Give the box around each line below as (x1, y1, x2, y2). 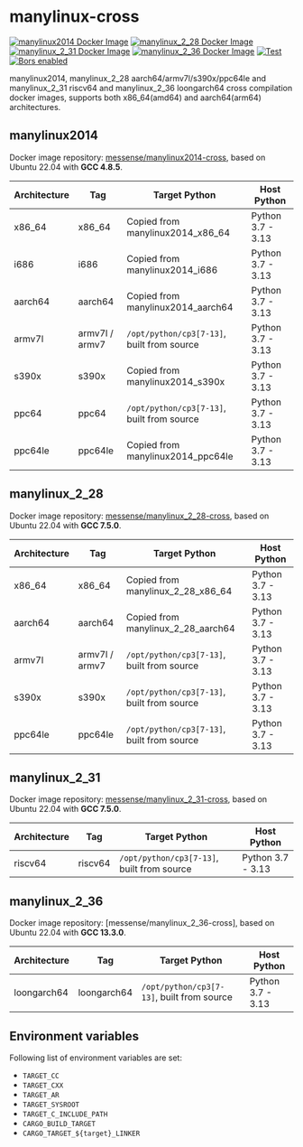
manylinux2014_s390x (126, 375, 225, 387)
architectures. (9, 101, 61, 112)
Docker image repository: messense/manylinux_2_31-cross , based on (9, 794, 268, 805)
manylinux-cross (9, 6, 140, 27)
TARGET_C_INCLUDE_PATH (22, 1110, 108, 1119)
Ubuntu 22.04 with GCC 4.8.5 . (9, 161, 124, 173)
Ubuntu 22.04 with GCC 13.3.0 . (9, 928, 126, 938)
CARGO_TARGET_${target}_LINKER (22, 1129, 141, 1138)
